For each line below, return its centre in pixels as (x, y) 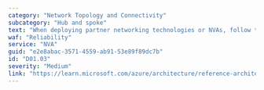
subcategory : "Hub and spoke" (58, 23)
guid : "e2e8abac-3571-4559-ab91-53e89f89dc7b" (86, 52)
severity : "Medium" (40, 67)
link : (17, 74)
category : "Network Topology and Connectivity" (88, 15)
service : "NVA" (33, 45)
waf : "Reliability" (40, 37)
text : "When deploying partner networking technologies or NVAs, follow (130, 30)
